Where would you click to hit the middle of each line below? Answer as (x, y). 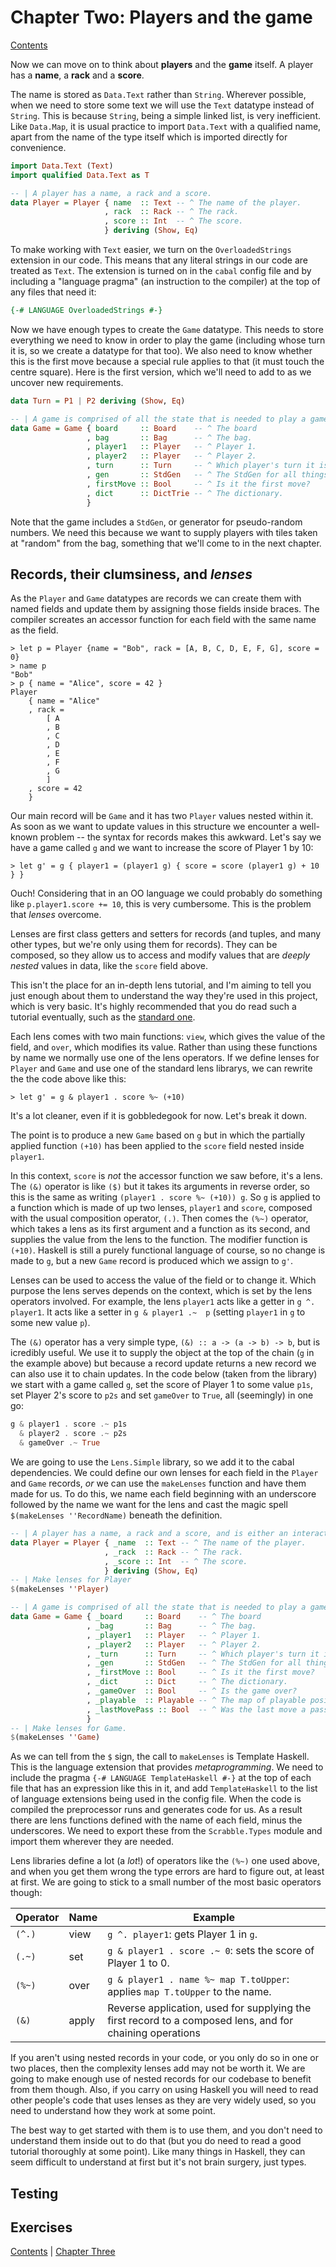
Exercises (41, 2227)
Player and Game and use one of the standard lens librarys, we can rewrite (161, 1068)
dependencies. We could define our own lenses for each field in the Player (164, 1472)
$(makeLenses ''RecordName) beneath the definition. (116, 1515)
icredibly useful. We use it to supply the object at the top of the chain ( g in (162, 1353)
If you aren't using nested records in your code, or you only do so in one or (165, 2058)
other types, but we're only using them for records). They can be (144, 945)
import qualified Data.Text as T (80, 175)
